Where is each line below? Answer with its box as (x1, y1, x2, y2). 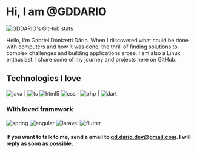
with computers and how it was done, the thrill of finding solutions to (6, 43, 178, 50)
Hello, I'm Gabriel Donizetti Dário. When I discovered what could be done (6, 36, 189, 44)
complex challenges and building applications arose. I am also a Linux (6, 49, 181, 56)
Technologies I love (6, 73, 81, 83)
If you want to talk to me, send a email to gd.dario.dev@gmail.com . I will (6, 133, 191, 140)
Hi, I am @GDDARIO (6, 5, 107, 19)
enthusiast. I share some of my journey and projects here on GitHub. (6, 56, 177, 63)
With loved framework (6, 105, 74, 114)
